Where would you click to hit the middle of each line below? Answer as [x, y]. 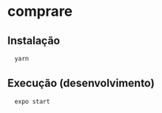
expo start [32, 101]
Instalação [34, 41]
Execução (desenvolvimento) [81, 83]
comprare [40, 11]
